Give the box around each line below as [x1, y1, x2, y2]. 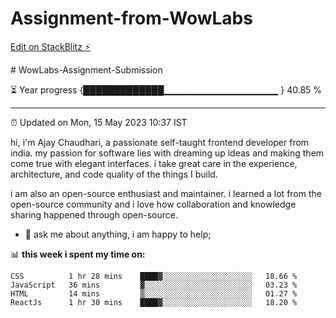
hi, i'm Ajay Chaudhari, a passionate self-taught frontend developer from [10, 136, 310, 148]
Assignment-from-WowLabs [10, 7, 253, 30]
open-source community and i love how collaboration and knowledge [10, 198, 297, 210]
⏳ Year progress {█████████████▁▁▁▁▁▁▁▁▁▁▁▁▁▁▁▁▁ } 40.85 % [10, 83, 323, 96]
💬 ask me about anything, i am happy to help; [24, 228, 212, 240]
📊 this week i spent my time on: [10, 248, 146, 260]
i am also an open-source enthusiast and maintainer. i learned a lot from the [10, 187, 322, 199]
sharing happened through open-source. [10, 208, 179, 221]
